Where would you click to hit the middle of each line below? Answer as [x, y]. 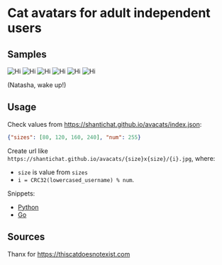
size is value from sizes [53, 172]
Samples [27, 54]
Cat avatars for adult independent [109, 13]
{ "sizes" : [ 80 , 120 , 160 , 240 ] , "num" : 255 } [74, 137]
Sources [26, 237]
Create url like [28, 151]
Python [28, 207]
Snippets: [21, 193]
